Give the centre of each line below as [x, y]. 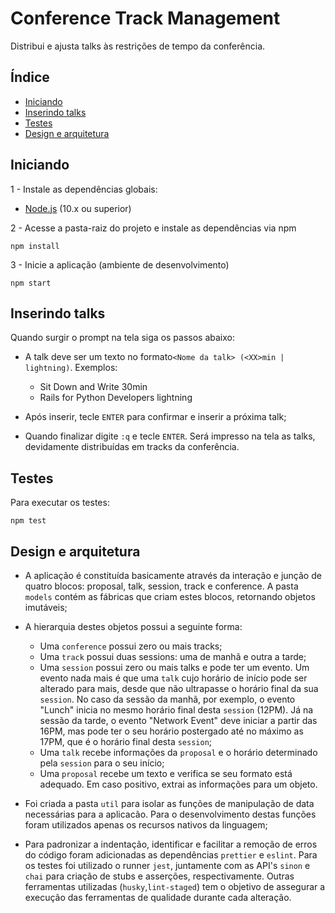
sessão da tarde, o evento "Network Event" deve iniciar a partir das [178, 720]
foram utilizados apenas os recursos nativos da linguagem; [146, 825]
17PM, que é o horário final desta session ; [126, 741]
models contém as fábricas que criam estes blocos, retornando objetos [170, 596]
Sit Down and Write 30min [93, 387]
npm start [31, 283]
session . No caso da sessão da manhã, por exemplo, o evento [167, 699]
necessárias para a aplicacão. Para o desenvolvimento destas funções [170, 814]
